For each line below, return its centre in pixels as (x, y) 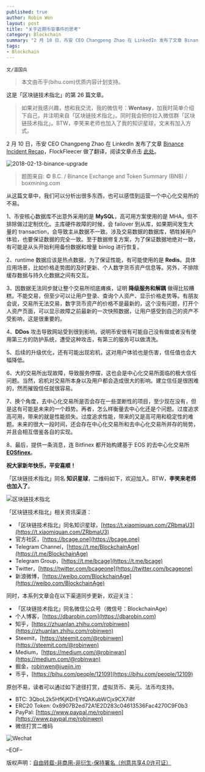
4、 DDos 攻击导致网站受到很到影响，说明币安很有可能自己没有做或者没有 (99, 331)
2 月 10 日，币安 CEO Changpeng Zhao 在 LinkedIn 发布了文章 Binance (95, 144)
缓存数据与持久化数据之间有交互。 (49, 275)
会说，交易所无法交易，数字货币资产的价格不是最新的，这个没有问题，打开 (100, 303)
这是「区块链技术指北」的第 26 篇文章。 (57, 95)
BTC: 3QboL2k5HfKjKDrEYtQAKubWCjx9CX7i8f (75, 699)
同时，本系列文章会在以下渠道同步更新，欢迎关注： (70, 595)
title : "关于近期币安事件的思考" (44, 29)
